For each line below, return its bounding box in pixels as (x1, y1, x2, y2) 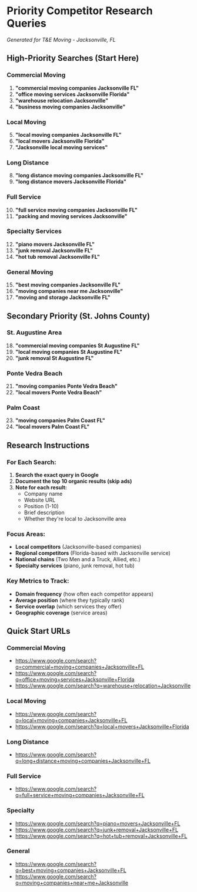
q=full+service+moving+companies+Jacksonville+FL (15, 792, 145, 799)
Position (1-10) (24, 503, 59, 510)
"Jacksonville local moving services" (15, 143, 108, 151)
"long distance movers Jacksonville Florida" (15, 178, 127, 185)
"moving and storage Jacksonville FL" (15, 294, 111, 301)
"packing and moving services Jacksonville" (15, 212, 128, 219)
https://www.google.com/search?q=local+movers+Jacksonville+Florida (15, 723, 189, 730)
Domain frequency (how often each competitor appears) (15, 590, 153, 597)
